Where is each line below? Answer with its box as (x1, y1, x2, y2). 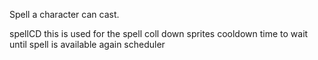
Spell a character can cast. (9, 9, 120, 20)
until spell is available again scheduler (9, 39, 166, 50)
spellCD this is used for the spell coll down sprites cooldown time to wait (9, 28, 309, 39)
